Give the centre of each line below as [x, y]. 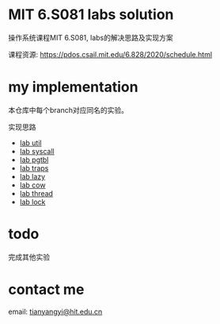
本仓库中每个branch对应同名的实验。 [68, 110]
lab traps [34, 168]
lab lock [32, 202]
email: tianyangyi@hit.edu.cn [55, 311]
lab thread [36, 193]
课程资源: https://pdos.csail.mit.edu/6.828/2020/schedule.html [110, 54]
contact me [46, 289]
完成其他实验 [29, 256]
